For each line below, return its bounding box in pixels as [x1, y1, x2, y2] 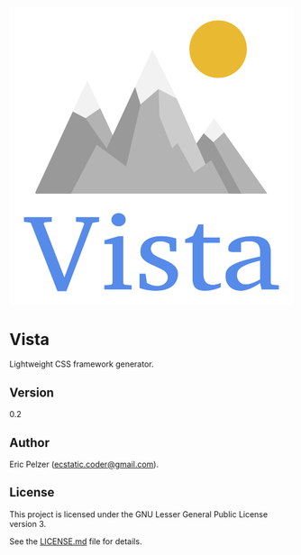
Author [9, 435, 50, 450]
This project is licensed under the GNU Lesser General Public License [9, 508, 269, 520]
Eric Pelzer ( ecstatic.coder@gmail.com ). [9, 459, 160, 469]
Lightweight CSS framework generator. [9, 359, 154, 369]
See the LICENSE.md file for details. [9, 535, 142, 547]
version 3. [9, 518, 47, 529]
